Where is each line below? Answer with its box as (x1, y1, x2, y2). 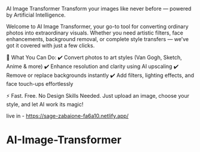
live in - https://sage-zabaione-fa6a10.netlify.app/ (6, 113, 129, 119)
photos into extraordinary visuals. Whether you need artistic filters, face (6, 29, 184, 36)
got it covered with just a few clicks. (6, 42, 95, 49)
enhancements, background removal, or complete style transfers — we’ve (6, 36, 189, 42)
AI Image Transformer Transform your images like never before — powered (6, 5, 192, 12)
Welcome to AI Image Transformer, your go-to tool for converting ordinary (6, 23, 189, 30)
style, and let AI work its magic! (6, 101, 84, 108)
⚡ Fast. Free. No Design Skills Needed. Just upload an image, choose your (6, 92, 190, 99)
